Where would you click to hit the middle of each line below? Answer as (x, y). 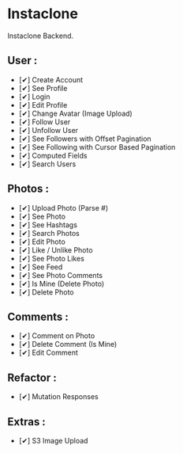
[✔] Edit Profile (43, 105)
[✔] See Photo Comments (61, 275)
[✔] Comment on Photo (57, 336)
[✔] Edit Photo (42, 242)
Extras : (27, 422)
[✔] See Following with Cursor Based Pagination (97, 147)
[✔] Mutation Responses (59, 397)
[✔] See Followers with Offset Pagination (85, 139)
